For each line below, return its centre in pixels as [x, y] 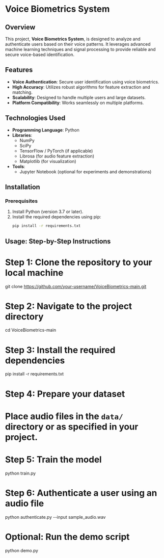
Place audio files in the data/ [64, 416]
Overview [20, 27]
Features [19, 70]
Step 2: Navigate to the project [69, 306]
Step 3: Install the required [60, 350]
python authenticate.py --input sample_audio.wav [55, 517]
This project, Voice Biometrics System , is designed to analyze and [73, 39]
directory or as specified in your [72, 427]
